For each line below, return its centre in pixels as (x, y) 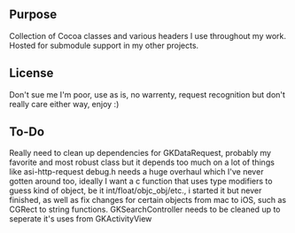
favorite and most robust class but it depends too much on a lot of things (142, 162)
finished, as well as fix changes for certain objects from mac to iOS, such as (147, 200)
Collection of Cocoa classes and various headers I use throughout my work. (147, 35)
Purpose (33, 15)
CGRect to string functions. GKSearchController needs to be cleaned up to (145, 210)
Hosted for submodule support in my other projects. (104, 45)
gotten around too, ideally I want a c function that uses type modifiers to (141, 182)
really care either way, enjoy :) (64, 104)
